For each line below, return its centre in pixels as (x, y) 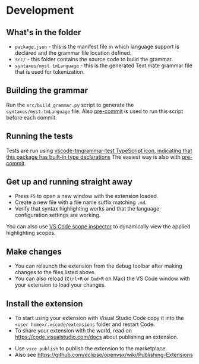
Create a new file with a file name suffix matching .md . (81, 202)
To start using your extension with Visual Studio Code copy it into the (99, 318)
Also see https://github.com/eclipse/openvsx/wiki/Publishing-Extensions (104, 355)
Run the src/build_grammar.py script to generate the (70, 105)
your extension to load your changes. (60, 285)
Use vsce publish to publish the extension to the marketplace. (91, 349)
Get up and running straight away (69, 182)
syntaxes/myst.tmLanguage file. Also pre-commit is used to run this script (95, 111)
